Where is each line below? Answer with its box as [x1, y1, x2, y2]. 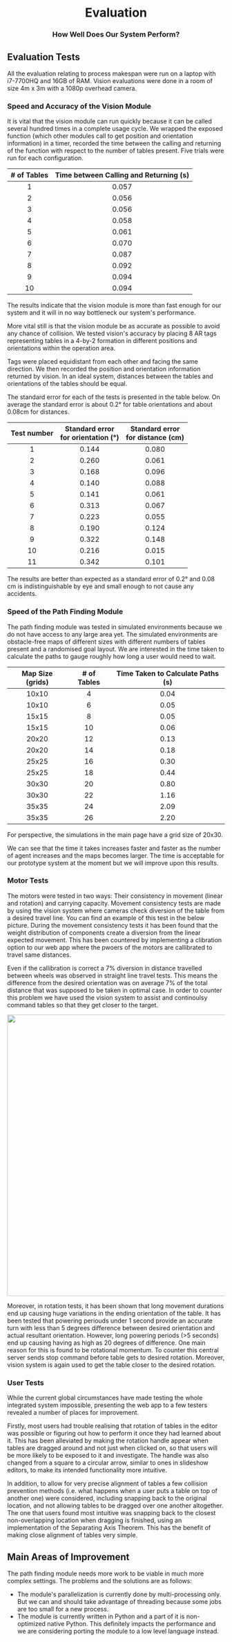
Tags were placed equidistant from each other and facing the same [7, 357, 198, 366]
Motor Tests [7, 876, 49, 885]
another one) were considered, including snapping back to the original [7, 1494, 207, 1503]
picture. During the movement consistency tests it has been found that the [7, 921, 219, 929]
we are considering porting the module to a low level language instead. [17, 1627, 220, 1635]
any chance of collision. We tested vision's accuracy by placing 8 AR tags [7, 329, 217, 337]
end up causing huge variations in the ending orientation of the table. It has [7, 1309, 221, 1317]
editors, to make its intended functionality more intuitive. [7, 1466, 168, 1474]
